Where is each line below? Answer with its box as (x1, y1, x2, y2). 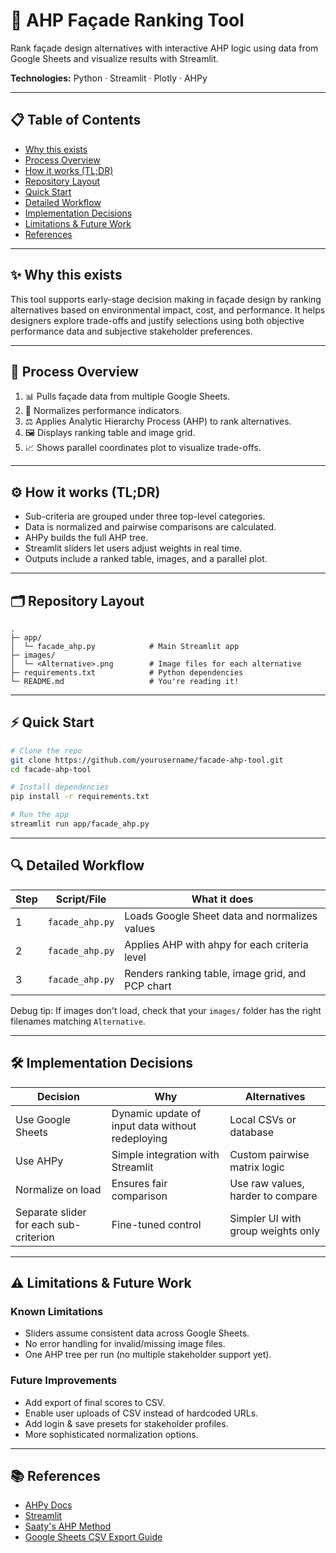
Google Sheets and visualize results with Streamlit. (10, 52, 219, 64)
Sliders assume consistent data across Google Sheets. (24, 1327, 250, 1339)
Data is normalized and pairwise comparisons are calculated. (24, 521, 277, 533)
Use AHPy (15, 1154, 64, 1168)
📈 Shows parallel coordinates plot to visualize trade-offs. (24, 442, 262, 454)
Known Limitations (10, 1304, 104, 1318)
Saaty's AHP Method (24, 1520, 112, 1533)
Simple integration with (111, 1147, 220, 1161)
